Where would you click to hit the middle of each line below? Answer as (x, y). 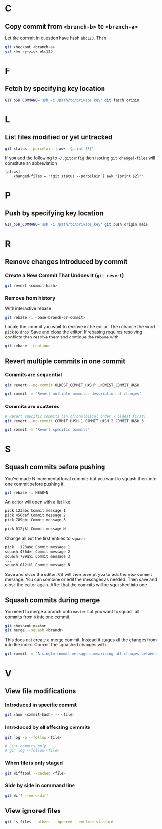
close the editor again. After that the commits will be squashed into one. (77, 585)
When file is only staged (34, 763)
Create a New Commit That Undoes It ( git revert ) (65, 275)
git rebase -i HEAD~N (27, 493)
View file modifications (41, 691)
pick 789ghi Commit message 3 (36, 520)
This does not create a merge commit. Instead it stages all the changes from (81, 640)
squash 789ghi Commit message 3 (37, 556)
